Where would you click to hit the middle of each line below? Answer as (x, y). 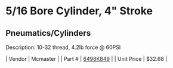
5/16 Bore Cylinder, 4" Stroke (79, 11)
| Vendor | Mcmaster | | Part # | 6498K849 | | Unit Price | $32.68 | (86, 59)
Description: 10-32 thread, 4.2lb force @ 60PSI (63, 47)
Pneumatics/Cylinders (48, 33)
